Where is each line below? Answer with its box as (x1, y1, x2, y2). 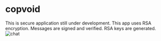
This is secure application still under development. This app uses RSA (5, 20, 152, 26)
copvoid (5, 3, 41, 15)
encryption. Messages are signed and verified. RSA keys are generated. (5, 25, 156, 31)
